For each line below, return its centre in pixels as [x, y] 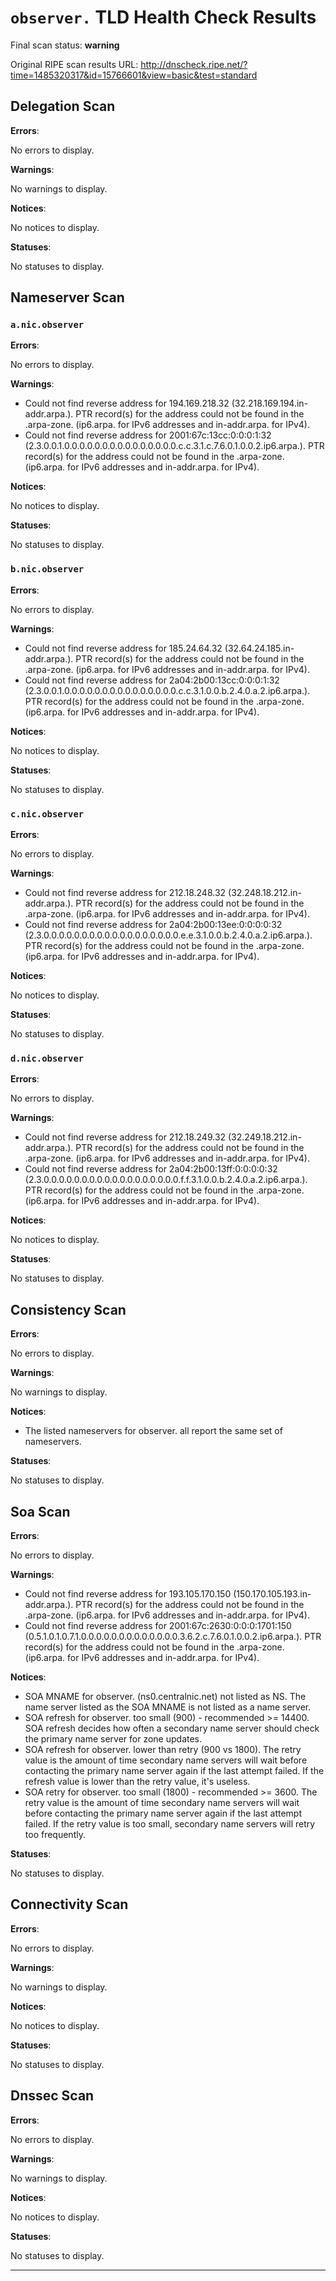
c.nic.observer [47, 814]
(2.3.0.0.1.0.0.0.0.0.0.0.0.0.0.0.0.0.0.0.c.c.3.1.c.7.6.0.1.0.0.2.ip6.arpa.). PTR [174, 446]
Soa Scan [40, 1511]
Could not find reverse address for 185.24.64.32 [123, 648]
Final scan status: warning [65, 45]
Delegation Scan [63, 106]
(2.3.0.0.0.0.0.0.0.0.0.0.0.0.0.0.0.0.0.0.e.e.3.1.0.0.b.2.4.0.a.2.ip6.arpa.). [168, 935]
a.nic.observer [47, 325]
